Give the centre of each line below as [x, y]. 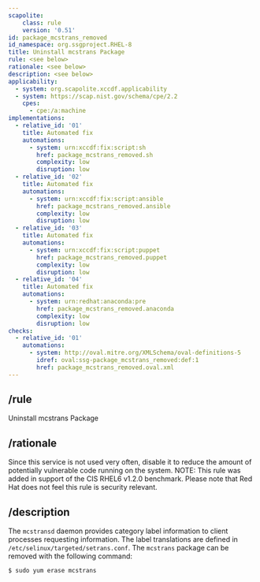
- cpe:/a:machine [58, 111]
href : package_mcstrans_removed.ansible [104, 206]
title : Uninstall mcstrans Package [67, 52]
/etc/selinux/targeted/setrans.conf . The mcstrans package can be [119, 548]
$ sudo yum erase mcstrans [52, 571]
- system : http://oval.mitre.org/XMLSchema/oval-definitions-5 [135, 353]
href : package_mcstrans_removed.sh [95, 155]
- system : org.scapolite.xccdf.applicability [91, 89]
